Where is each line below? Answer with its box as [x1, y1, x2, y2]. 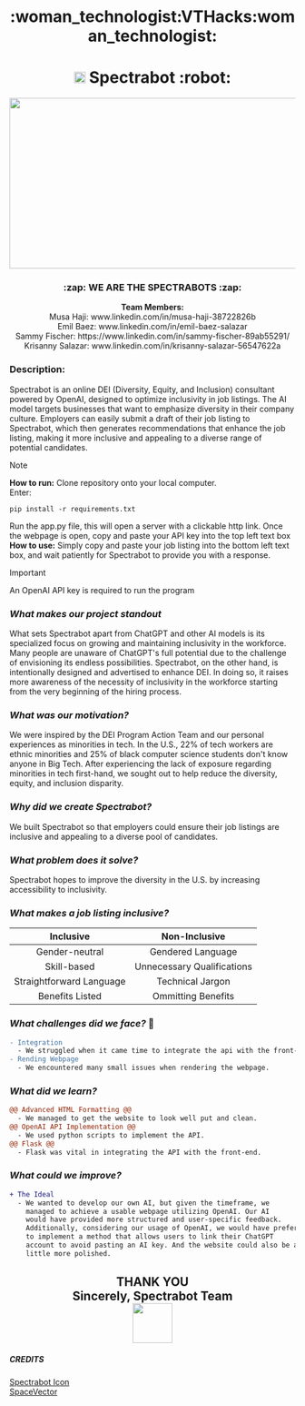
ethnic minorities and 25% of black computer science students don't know [9, 749, 289, 760]
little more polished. [25, 1249, 112, 1258]
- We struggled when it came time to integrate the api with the [17, 1047, 271, 1056]
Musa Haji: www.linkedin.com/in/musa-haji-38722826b [49, 311, 256, 322]
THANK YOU [116, 1274, 189, 1290]
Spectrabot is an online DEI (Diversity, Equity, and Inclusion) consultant [9, 384, 275, 395]
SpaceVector [9, 1386, 58, 1398]
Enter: [9, 487, 32, 498]
